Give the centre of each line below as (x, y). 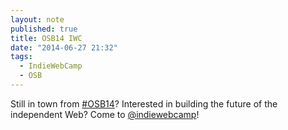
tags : (21, 57)
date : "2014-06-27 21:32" (64, 47)
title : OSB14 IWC (46, 38)
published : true (44, 29)
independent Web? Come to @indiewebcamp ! (105, 114)
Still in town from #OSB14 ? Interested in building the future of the (144, 103)
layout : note (37, 19)
